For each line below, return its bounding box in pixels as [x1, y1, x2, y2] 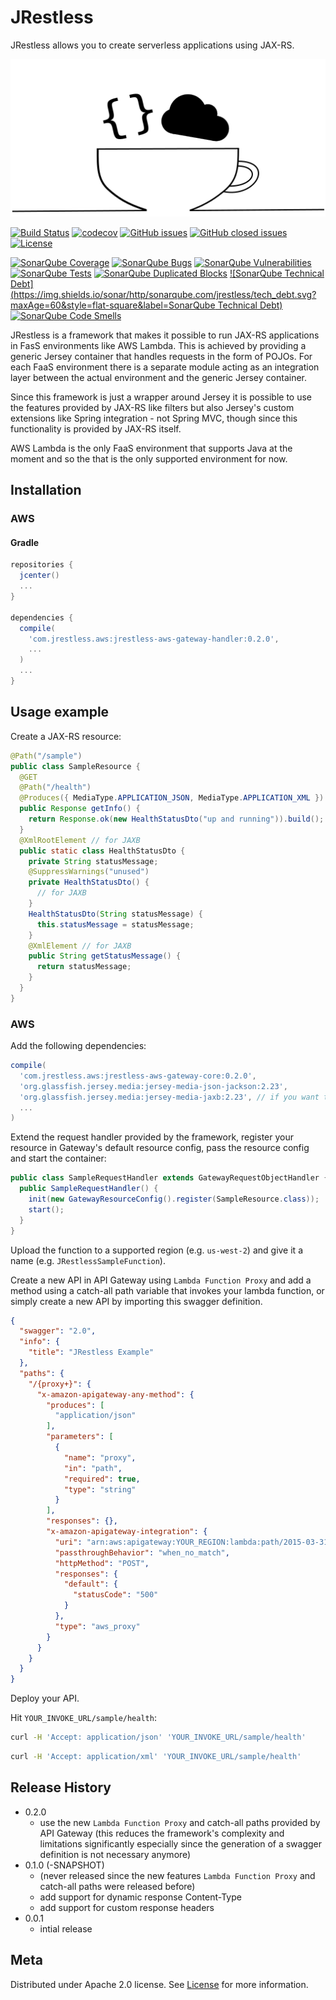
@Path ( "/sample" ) [10, 751, 83, 761]
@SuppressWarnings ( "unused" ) [28, 867, 150, 877]
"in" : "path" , [63, 1463, 123, 1473]
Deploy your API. [10, 1692, 80, 1705]
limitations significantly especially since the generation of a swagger [39, 1837, 323, 1850]
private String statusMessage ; [28, 856, 159, 866]
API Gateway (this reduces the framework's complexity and [39, 1827, 285, 1839]
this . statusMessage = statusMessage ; [36, 919, 195, 930]
